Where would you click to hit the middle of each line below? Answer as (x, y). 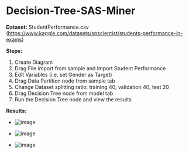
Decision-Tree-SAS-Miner (71, 11)
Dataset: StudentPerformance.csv (47, 27)
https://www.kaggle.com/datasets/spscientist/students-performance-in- (95, 33)
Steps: (14, 50)
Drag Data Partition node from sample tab (65, 81)
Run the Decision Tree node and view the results (73, 99)
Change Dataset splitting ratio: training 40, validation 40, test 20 (92, 87)
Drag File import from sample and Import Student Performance (90, 68)
